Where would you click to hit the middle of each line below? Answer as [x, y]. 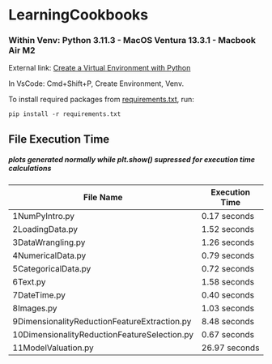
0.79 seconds [228, 255]
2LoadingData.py [45, 229]
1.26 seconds [228, 242]
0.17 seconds [228, 216]
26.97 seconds [230, 348]
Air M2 [22, 50]
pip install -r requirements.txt [65, 114]
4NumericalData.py [49, 255]
